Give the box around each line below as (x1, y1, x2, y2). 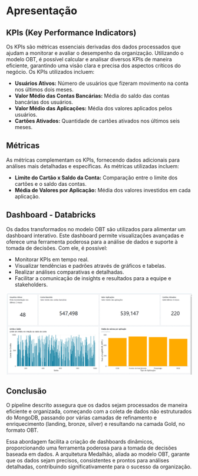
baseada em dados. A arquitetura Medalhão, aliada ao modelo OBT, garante (6, 451, 190, 458)
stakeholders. (14, 281, 48, 288)
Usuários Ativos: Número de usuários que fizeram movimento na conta (14, 80, 189, 87)
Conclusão (6, 386, 47, 396)
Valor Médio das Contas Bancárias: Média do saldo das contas (14, 93, 170, 99)
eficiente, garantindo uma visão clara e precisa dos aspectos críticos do (6, 62, 181, 69)
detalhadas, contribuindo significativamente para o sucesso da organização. (6, 463, 192, 470)
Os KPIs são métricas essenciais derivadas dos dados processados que (6, 43, 181, 50)
